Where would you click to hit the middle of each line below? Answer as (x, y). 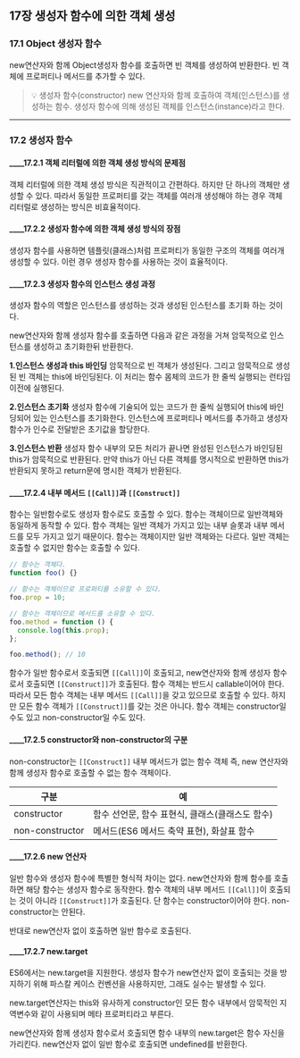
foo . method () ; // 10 (48, 655)
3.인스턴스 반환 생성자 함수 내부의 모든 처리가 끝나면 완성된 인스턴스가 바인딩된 (146, 449)
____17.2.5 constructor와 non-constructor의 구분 (99, 739)
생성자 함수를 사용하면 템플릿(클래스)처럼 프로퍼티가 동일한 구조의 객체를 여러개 (147, 251)
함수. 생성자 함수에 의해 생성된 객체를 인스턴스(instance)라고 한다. (170, 106)
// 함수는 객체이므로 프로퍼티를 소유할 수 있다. (86, 589)
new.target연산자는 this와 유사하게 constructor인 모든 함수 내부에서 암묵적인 (144, 1003)
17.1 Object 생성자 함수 (56, 44)
